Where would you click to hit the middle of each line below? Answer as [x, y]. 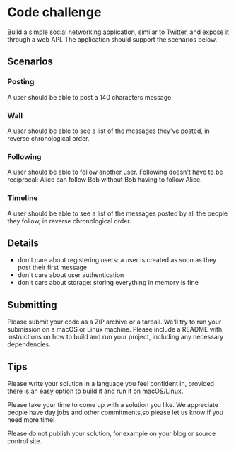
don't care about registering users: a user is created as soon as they [117, 260]
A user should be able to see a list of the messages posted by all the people [118, 213]
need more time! [31, 420]
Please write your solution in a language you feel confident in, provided [111, 383]
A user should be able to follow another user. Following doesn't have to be [115, 172]
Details [23, 243]
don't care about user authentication [71, 275]
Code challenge [54, 12]
